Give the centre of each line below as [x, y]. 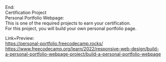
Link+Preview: [20, 38]
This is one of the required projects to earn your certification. [68, 23]
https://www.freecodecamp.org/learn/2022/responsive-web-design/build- [82, 49]
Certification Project [26, 12]
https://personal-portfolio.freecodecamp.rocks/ [54, 43]
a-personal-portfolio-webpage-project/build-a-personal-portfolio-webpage [83, 54]
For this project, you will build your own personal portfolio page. [71, 28]
